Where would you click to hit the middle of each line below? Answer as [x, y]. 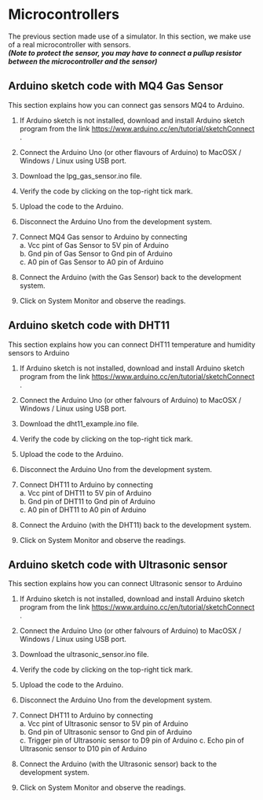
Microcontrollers [64, 15]
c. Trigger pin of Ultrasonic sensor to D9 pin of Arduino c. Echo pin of [132, 740]
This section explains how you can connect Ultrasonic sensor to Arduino [125, 584]
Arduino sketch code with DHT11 [89, 325]
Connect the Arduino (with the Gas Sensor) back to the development [130, 277]
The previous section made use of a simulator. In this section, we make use [130, 36]
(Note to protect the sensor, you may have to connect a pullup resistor [125, 53]
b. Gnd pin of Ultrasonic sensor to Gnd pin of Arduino [106, 732]
